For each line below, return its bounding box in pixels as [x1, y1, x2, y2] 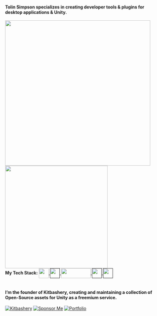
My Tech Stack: [5, 270, 38, 276]
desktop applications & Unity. [5, 9, 67, 15]
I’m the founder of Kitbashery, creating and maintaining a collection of [5, 289, 152, 295]
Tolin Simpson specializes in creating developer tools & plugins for [5, 4, 145, 10]
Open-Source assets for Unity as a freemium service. [5, 294, 117, 300]
